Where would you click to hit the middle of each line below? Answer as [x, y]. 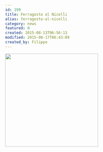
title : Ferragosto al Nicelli [36, 14]
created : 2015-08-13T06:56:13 [36, 33]
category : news [21, 24]
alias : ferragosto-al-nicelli [36, 19]
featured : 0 [17, 28]
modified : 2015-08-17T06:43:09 [37, 38]
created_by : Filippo [26, 42]
